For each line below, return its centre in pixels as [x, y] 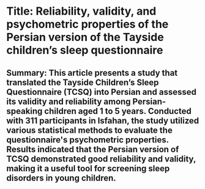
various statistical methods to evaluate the [89, 130]
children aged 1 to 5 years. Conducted [118, 111]
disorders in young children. [61, 178]
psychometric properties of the [88, 24]
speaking [24, 111]
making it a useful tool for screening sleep [88, 169]
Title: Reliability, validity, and [81, 11]
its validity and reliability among [69, 101]
